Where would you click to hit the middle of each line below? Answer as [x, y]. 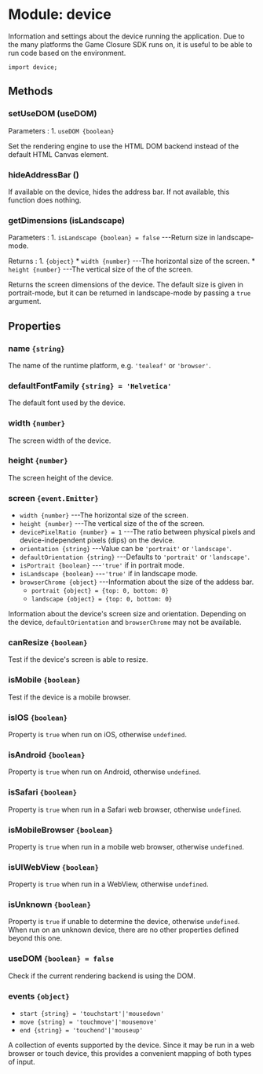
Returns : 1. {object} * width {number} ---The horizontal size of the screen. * [131, 261]
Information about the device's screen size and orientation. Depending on [127, 614]
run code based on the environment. [67, 53]
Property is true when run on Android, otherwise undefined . [105, 772]
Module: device [60, 15]
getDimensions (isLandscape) [67, 220]
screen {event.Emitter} [54, 498]
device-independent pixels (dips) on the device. [97, 540]
